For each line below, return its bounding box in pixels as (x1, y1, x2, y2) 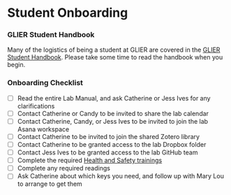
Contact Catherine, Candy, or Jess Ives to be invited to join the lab (17, 117, 208, 125)
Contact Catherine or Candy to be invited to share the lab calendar (17, 109, 209, 117)
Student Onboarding (7, 5, 128, 21)
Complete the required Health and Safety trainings (17, 156, 163, 165)
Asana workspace (17, 124, 70, 133)
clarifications (17, 101, 55, 110)
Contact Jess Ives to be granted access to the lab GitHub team (17, 148, 198, 157)
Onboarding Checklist (7, 78, 84, 88)
